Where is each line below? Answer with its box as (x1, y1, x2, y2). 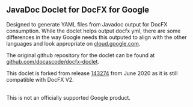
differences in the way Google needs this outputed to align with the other (6, 33, 188, 41)
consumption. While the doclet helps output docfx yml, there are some (6, 27, 181, 34)
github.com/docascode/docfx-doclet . (6, 58, 100, 65)
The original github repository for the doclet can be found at (6, 51, 155, 59)
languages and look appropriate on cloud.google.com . (6, 40, 141, 47)
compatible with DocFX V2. (6, 76, 74, 83)
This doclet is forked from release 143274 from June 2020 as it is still (6, 69, 178, 77)
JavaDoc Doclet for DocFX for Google (6, 5, 150, 15)
